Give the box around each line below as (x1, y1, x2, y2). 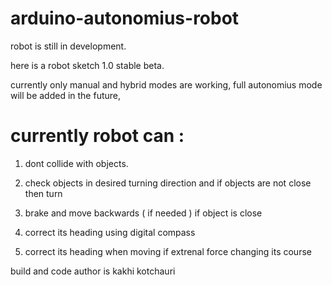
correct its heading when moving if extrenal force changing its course (24, 245, 312, 257)
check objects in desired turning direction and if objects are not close (24, 177, 312, 189)
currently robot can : (10, 125, 185, 147)
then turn (24, 187, 63, 199)
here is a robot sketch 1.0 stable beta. (10, 59, 165, 71)
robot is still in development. (10, 40, 127, 52)
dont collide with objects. (24, 157, 129, 169)
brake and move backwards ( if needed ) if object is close (24, 207, 263, 219)
